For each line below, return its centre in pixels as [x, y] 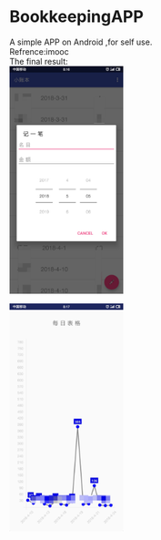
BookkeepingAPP [76, 17]
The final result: [39, 61]
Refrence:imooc [40, 51]
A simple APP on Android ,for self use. [81, 42]
